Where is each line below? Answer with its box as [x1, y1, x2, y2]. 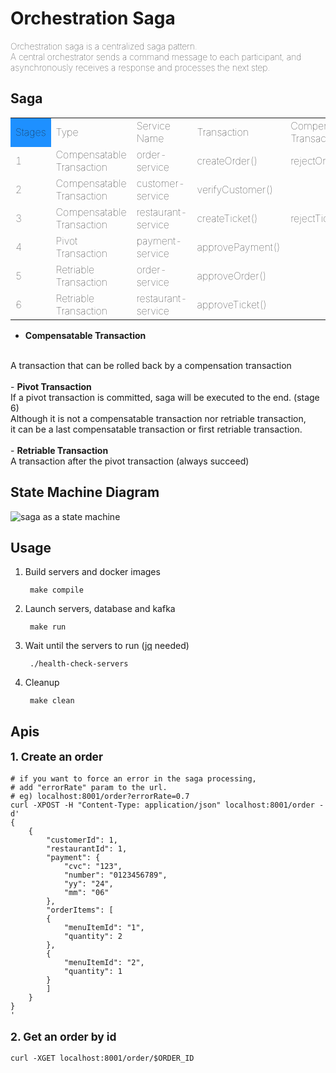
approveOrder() [196, 268, 267, 282]
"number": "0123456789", [63, 870, 168, 880]
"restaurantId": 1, [46, 843, 128, 854]
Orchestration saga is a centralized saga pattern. [10, 40, 198, 52]
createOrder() [196, 153, 258, 167]
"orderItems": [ [46, 905, 114, 915]
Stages [15, 125, 47, 139]
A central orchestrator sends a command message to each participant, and [10, 50, 302, 62]
